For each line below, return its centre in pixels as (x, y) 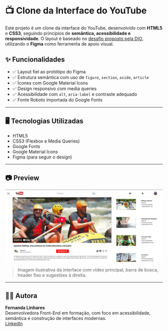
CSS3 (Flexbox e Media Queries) (46, 141)
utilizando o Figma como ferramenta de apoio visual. (59, 43)
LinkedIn (14, 323)
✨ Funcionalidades (35, 60)
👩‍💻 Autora (21, 296)
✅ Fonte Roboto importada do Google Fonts (57, 99)
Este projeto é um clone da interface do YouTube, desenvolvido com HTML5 (84, 28)
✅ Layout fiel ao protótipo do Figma (49, 71)
